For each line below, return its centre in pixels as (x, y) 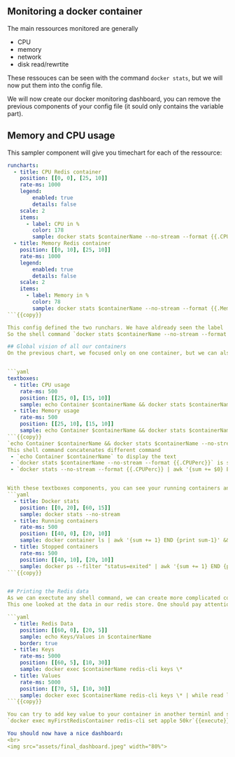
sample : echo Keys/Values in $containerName (86, 637)
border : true (39, 643)
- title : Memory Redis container (62, 243)
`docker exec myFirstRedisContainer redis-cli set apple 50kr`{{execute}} (119, 721)
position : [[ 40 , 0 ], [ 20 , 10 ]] (65, 534)
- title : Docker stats (47, 501)
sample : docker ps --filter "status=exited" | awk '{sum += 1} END (120, 566)
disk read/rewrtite (43, 64)
